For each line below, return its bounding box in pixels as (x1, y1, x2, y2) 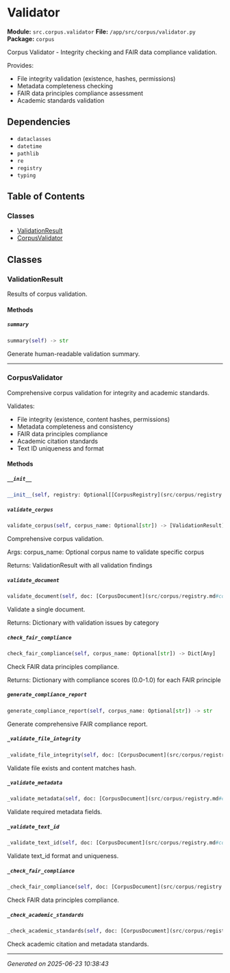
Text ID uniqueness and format (16, 444, 104, 453)
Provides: (7, 61, 34, 69)
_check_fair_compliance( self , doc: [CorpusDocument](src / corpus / (7, 883, 197, 891)
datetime (16, 142, 42, 150)
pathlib (16, 150, 39, 157)
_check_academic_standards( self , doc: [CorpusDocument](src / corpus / (7, 928, 207, 935)
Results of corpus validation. (7, 290, 88, 299)
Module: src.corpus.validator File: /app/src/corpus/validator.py (7, 27, 196, 36)
